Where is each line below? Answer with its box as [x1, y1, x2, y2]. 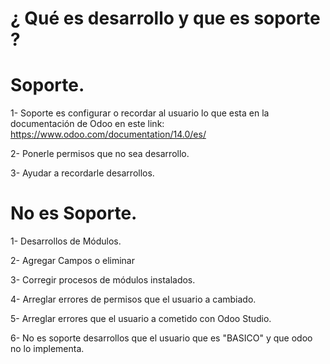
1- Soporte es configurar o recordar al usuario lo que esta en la [10, 107, 270, 119]
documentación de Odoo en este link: [10, 118, 165, 130]
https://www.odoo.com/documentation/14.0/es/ [10, 128, 207, 141]
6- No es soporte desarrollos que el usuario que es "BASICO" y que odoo [10, 332, 313, 344]
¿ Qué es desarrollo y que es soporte [10, 7, 321, 30]
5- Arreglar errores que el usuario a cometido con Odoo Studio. [10, 313, 272, 325]
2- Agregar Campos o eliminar [10, 255, 135, 267]
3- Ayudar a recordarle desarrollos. [10, 167, 155, 179]
